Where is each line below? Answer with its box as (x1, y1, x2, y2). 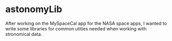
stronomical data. (5, 31, 43, 37)
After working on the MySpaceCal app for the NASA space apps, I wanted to (5, 20, 167, 26)
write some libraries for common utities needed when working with (5, 25, 147, 31)
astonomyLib (5, 4, 63, 15)
